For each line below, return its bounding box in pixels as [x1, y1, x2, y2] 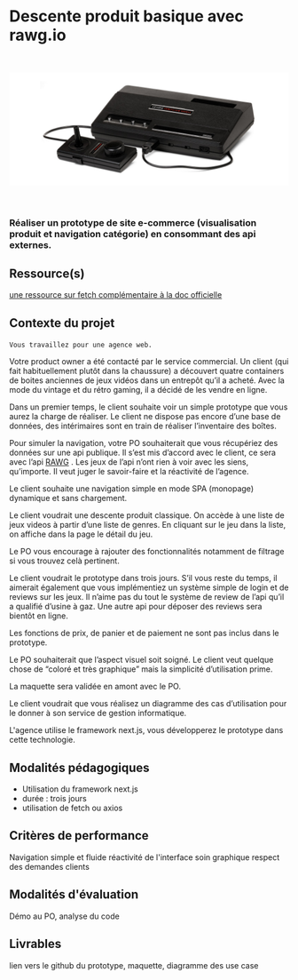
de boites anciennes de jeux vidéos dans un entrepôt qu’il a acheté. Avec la [9, 375, 286, 386]
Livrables [9, 936, 62, 952]
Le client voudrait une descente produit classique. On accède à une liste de [9, 510, 286, 521]
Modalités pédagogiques [9, 760, 150, 775]
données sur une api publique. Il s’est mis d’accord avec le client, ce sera [9, 447, 277, 458]
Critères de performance [9, 828, 149, 843]
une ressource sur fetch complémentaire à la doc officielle [9, 290, 223, 300]
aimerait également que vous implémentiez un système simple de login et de [9, 582, 289, 593]
